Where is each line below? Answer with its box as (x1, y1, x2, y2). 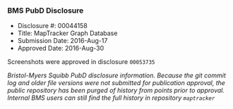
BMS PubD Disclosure (7, 6, 84, 15)
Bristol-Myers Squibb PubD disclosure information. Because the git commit (7, 71, 226, 79)
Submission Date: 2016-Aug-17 (17, 37, 108, 45)
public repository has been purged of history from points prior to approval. (7, 86, 225, 95)
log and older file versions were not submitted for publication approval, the (7, 79, 226, 87)
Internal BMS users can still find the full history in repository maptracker (7, 94, 215, 102)
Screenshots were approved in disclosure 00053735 (7, 58, 155, 66)
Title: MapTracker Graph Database (17, 29, 118, 37)
